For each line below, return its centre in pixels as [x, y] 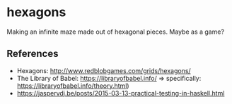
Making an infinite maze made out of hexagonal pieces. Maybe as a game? [115, 32]
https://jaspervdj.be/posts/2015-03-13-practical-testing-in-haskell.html [121, 93]
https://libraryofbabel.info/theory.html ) [73, 86]
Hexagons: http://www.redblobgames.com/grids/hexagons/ [104, 70]
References [33, 54]
